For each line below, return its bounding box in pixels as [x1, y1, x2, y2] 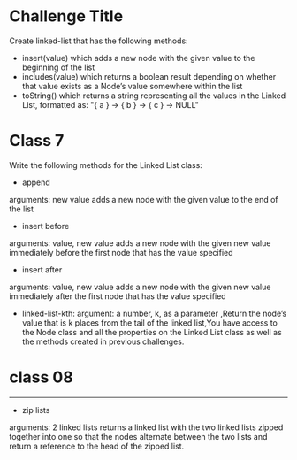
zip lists [21, 404, 50, 415]
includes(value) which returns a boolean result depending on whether [21, 71, 277, 81]
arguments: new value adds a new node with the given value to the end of [9, 194, 278, 204]
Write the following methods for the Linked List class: [9, 159, 203, 170]
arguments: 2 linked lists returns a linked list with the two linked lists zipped [9, 422, 284, 433]
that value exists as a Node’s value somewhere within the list [21, 80, 243, 91]
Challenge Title [9, 6, 124, 27]
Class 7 [9, 131, 65, 151]
